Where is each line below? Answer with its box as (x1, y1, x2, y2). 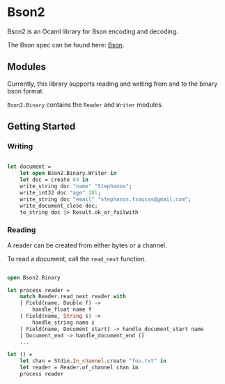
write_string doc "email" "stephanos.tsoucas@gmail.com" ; (20, 196, 192, 203)
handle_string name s (32, 318, 95, 326)
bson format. (7, 86, 44, 95)
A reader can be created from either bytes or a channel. (7, 241, 167, 249)
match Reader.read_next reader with (20, 293, 127, 300)
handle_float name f (32, 306, 92, 314)
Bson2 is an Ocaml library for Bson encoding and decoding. (7, 27, 179, 36)
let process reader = (7, 286, 70, 293)
